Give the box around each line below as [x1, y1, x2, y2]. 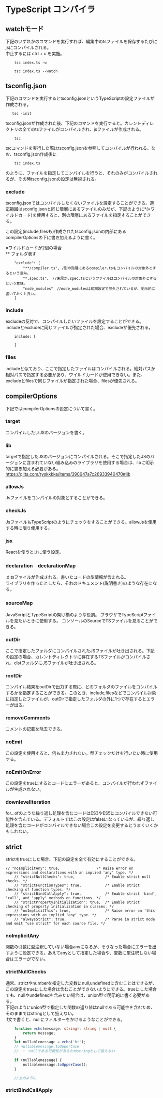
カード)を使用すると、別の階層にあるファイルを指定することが [18, 212, 143, 218]
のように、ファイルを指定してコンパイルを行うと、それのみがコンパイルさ [5, 170, 154, 175]
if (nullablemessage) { [14, 1057, 62, 1063]
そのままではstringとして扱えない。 [5, 1010, 76, 1016]
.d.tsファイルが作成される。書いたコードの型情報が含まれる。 [5, 574, 129, 580]
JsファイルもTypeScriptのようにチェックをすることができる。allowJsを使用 [5, 519, 157, 525]
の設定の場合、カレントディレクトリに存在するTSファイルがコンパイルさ [5, 653, 151, 659]
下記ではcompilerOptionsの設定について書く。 [5, 405, 98, 412]
